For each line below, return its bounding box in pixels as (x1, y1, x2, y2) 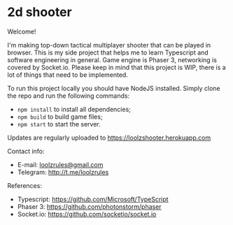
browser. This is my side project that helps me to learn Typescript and (7, 48, 209, 57)
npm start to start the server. (17, 119, 101, 128)
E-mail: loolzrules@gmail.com (17, 160, 104, 168)
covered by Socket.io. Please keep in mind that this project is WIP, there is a (7, 63, 226, 71)
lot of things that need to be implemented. (7, 71, 128, 79)
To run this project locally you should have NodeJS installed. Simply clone (7, 84, 220, 92)
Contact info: (7, 147, 45, 155)
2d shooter (7, 4, 72, 20)
